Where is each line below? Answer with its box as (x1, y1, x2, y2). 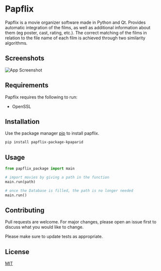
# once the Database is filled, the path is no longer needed (5, 188, 133, 193)
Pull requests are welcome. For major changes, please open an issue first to (5, 219, 157, 225)
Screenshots (5, 54, 45, 63)
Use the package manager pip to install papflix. (5, 130, 99, 136)
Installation (5, 118, 40, 126)
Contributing (5, 206, 45, 214)
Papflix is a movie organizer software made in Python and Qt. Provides (5, 19, 146, 25)
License (5, 248, 30, 256)
